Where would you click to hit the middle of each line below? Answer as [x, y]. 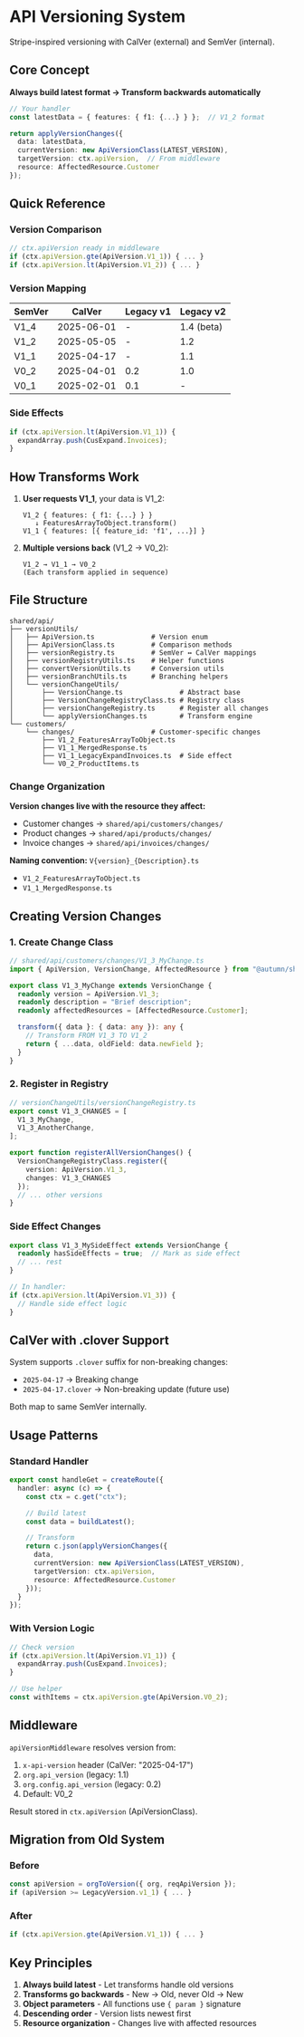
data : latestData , [52, 142]
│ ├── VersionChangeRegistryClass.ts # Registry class [127, 700]
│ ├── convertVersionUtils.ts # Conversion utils [117, 668]
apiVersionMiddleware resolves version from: [93, 1747]
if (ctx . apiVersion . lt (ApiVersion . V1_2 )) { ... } [105, 265]
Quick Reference [57, 204]
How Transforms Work [75, 477]
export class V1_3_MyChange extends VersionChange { [111, 985]
